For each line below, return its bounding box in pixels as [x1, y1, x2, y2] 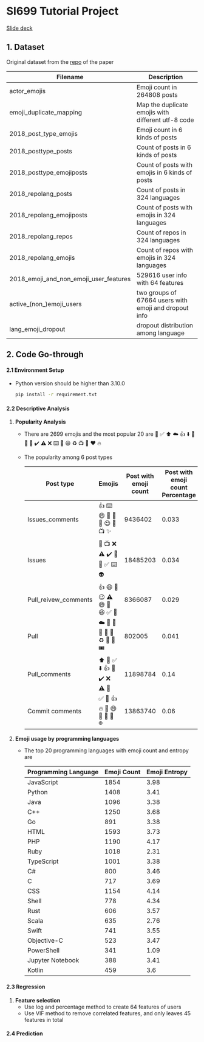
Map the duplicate [136, 100, 188, 109]
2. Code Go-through [6, 349, 84, 360]
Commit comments [27, 707, 82, 715]
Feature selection [15, 996, 61, 1004]
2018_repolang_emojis [9, 253, 75, 262]
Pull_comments [27, 670, 71, 679]
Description [148, 72, 183, 81]
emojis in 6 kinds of [136, 168, 192, 177]
